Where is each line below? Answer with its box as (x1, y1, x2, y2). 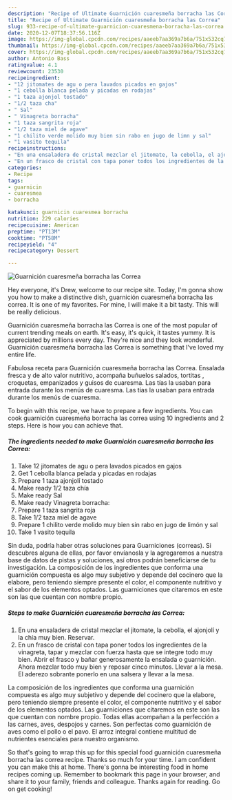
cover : (8, 49, 27, 56)
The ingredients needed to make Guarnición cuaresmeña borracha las (8, 437, 214, 446)
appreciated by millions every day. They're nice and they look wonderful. (8, 336, 215, 344)
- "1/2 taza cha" (8, 100, 58, 107)
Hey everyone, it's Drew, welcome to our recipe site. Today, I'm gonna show (8, 286, 223, 294)
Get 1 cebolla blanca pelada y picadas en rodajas (17, 469, 157, 477)
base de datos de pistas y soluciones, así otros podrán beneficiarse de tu (8, 556, 216, 564)
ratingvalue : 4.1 (8, 61, 58, 68)
